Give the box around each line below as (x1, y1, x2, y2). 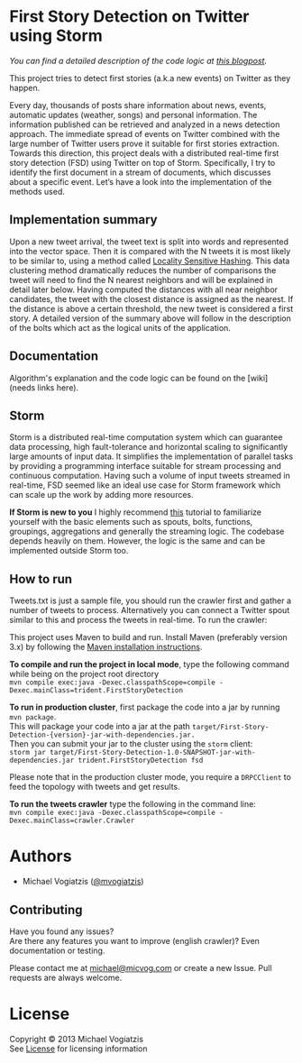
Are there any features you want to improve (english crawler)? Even (9, 935, 260, 946)
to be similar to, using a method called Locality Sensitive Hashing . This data (9, 255, 290, 266)
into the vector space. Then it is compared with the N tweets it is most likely (9, 245, 291, 256)
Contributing (9, 902, 83, 917)
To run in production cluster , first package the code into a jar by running (9, 701, 280, 713)
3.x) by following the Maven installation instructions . (9, 642, 203, 653)
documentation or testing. (9, 945, 105, 956)
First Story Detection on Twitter (9, 6, 250, 27)
